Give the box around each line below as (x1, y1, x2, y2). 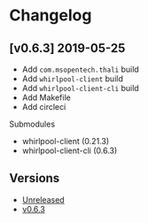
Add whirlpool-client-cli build (21, 83, 139, 93)
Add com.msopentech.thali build (21, 64, 139, 74)
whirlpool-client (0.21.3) (21, 136, 109, 146)
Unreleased (21, 194, 65, 204)
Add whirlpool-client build (21, 73, 124, 84)
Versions (9, 171, 60, 186)
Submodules (9, 119, 56, 129)
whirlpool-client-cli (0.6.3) (21, 145, 118, 156)
